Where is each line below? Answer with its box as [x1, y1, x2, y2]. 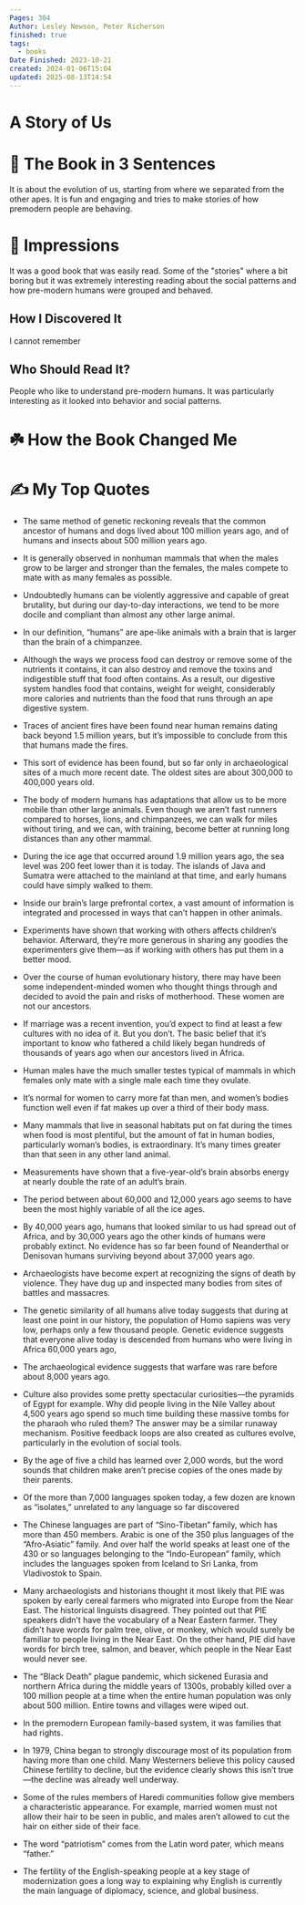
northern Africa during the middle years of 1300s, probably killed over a [22, 1680, 292, 1692]
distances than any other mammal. [22, 833, 153, 844]
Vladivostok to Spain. [22, 1568, 103, 1579]
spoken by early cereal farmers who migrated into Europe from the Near [22, 1595, 294, 1606]
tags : [9, 38, 30, 48]
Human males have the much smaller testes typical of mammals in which [22, 1064, 296, 1076]
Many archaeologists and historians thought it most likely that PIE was [22, 1585, 285, 1596]
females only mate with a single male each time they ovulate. [22, 1074, 251, 1085]
